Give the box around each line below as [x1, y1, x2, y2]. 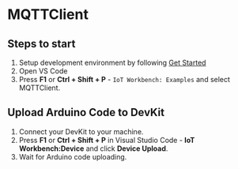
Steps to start [7, 37, 76, 51]
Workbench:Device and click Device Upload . [18, 144, 168, 153]
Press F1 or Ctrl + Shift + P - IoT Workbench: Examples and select [18, 75, 231, 84]
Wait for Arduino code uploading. [18, 152, 127, 161]
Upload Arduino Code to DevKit [7, 106, 165, 119]
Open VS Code [18, 66, 68, 76]
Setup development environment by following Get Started [18, 58, 206, 67]
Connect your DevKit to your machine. [18, 126, 144, 136]
